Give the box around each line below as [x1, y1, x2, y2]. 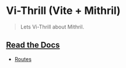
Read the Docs [6, 40, 60, 50]
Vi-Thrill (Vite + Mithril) [6, 4, 121, 17]
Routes [14, 55, 32, 62]
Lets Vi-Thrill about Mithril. [20, 23, 85, 30]
